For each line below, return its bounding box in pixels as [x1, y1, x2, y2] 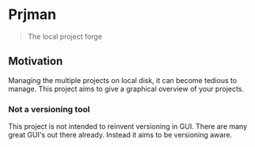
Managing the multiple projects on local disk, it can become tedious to [8, 75, 238, 85]
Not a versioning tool [8, 104, 90, 115]
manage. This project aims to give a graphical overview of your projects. [8, 84, 244, 93]
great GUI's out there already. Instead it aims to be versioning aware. [8, 130, 232, 140]
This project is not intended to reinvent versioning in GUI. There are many [8, 122, 248, 131]
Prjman [8, 6, 57, 24]
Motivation [8, 55, 63, 68]
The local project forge [27, 32, 103, 41]
